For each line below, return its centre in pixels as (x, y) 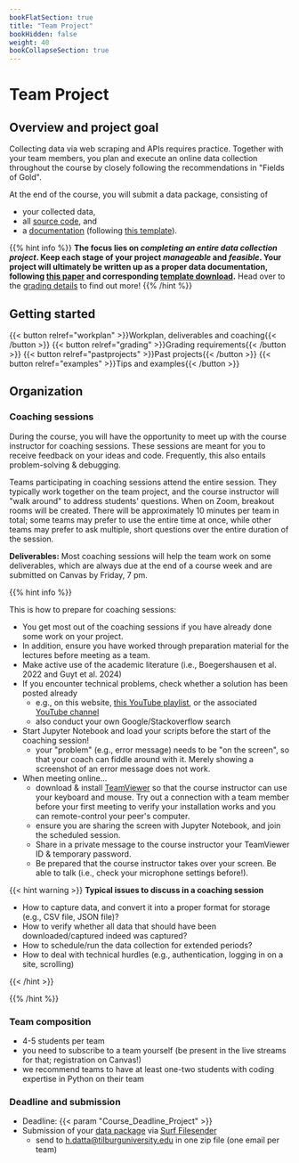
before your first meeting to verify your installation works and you (155, 806)
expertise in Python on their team (83, 1078)
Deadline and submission (65, 1102)
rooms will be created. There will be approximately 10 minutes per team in (145, 510)
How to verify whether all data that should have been (119, 926)
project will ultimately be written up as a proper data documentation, (139, 267)
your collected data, (59, 212)
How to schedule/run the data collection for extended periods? (137, 945)
